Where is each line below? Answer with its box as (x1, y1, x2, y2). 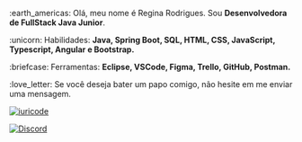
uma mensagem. (9, 89, 72, 99)
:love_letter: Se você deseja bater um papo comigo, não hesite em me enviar (9, 79, 293, 89)
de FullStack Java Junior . (9, 17, 106, 28)
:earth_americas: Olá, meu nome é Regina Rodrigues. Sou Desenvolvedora (9, 8, 288, 18)
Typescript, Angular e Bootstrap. (9, 44, 135, 55)
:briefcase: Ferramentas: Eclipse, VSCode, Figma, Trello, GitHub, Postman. (9, 62, 291, 72)
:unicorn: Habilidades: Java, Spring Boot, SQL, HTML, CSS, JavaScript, (9, 35, 276, 45)
